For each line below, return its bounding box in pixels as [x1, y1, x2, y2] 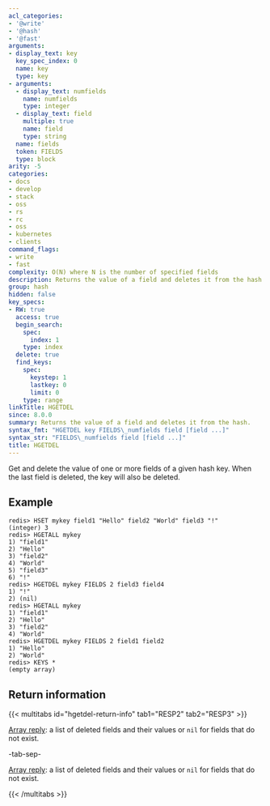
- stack [8, 192, 35, 201]
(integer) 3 [8, 524, 49, 532]
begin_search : [15, 321, 63, 329]
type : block [15, 155, 57, 163]
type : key [15, 72, 49, 80]
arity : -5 [8, 163, 42, 171]
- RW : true [8, 305, 45, 313]
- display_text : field [15, 110, 92, 118]
